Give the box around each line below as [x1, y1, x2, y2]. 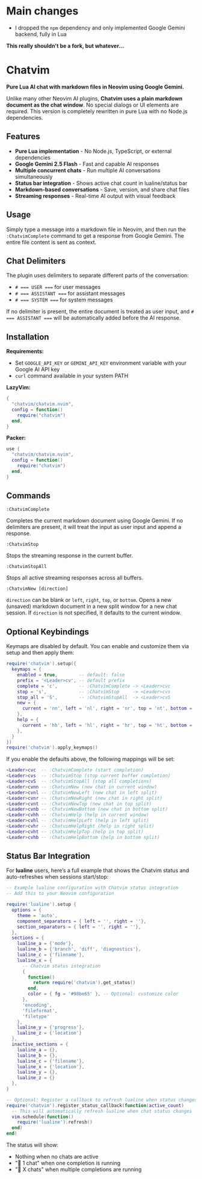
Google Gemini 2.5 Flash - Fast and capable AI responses [14, 160, 159, 167]
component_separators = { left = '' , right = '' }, [17, 918, 147, 924]
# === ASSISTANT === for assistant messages [14, 290, 126, 297]
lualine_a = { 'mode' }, [17, 941, 74, 947]
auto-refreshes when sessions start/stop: [6, 873, 109, 880]
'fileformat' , [22, 1007, 58, 1013]
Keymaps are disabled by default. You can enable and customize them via [6, 643, 189, 650]
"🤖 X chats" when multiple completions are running [14, 1166, 142, 1173]
